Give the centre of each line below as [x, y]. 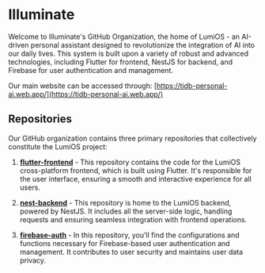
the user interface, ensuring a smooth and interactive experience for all [135, 179]
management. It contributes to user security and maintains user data [131, 252]
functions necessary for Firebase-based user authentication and [125, 243]
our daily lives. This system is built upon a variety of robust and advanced [129, 53]
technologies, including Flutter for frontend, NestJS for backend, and [121, 62]
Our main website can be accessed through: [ [83, 86]
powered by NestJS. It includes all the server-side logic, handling [126, 211]
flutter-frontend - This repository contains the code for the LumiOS [130, 162]
